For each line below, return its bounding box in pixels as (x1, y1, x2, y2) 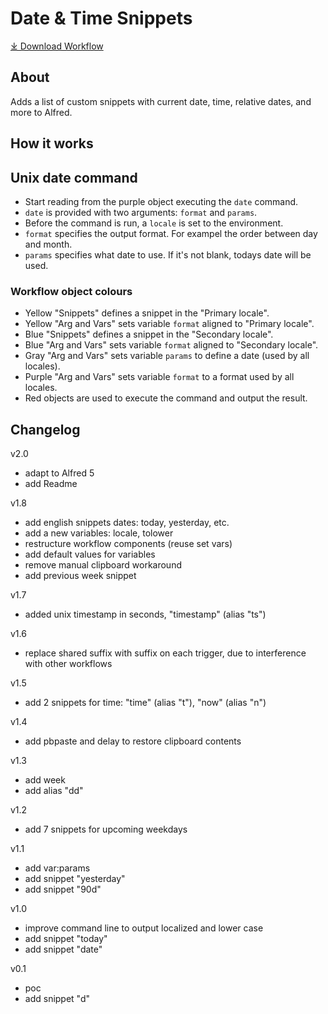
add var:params (24, 862, 91, 874)
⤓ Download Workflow (10, 40, 104, 52)
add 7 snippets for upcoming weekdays (24, 823, 188, 836)
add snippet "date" (24, 943, 103, 956)
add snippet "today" (24, 933, 108, 945)
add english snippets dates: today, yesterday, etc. (24, 517, 230, 529)
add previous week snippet (24, 570, 137, 582)
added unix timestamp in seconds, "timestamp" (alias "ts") (24, 608, 267, 621)
